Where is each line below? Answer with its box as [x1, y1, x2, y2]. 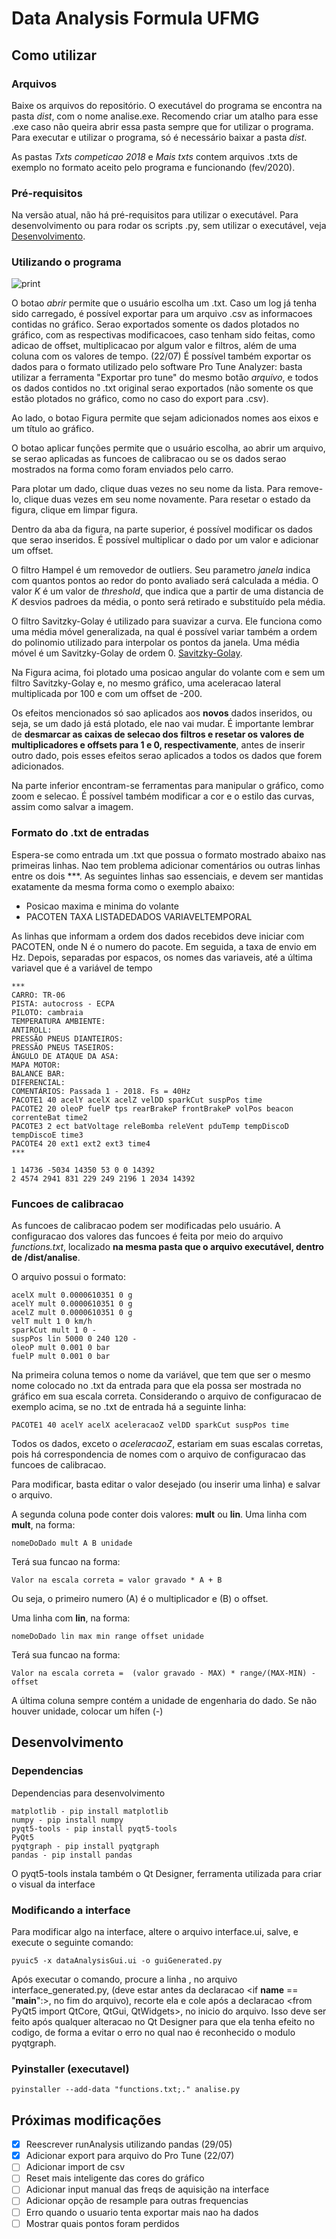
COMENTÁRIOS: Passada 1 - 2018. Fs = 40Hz [11, 1086, 191, 1096]
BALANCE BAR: [11, 1068, 66, 1079]
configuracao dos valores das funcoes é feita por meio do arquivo [11, 1230, 284, 1242]
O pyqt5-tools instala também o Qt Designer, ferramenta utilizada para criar [11, 1867, 323, 1879]
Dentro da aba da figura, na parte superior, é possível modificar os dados [11, 523, 314, 536]
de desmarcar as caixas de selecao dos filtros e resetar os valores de [11, 728, 305, 741]
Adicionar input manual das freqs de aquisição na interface [25, 2183, 270, 2196]
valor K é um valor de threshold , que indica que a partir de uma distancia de [11, 585, 324, 597]
